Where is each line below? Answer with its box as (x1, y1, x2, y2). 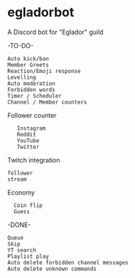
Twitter (16, 143, 40, 150)
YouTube (16, 137, 40, 144)
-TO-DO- (7, 41, 34, 50)
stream (7, 175, 27, 183)
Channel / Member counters (7, 99, 87, 106)
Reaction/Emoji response (7, 67, 81, 74)
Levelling (7, 74, 37, 81)
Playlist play (7, 252, 50, 260)
